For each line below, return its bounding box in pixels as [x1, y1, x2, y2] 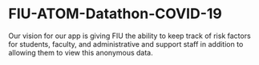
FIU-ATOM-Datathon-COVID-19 [8, 5, 223, 23]
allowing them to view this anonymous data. [8, 48, 154, 57]
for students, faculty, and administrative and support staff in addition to [8, 39, 244, 48]
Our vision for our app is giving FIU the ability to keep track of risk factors [8, 31, 251, 40]
